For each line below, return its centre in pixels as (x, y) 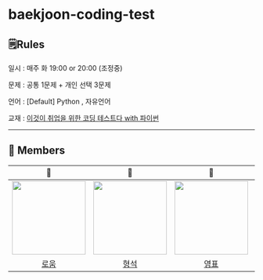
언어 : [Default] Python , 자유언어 (59, 101)
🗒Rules (27, 44)
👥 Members (37, 151)
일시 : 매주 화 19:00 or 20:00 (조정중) (65, 68)
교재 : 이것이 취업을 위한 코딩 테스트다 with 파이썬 (83, 118)
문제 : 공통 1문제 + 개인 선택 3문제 (59, 85)
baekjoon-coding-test (81, 15)
